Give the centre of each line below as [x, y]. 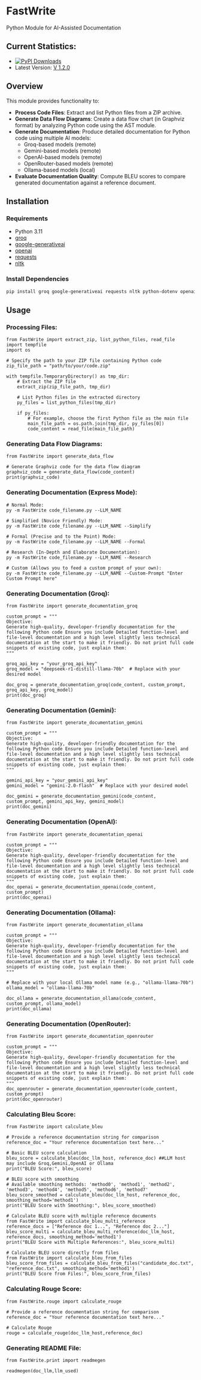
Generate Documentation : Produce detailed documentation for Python [102, 131]
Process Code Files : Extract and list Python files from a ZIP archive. [98, 112]
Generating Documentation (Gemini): [61, 710]
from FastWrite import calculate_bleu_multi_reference [76, 1222]
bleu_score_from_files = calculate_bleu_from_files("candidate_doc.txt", [100, 1264]
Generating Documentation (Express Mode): [72, 492]
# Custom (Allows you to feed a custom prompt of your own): [84, 568]
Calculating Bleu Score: [41, 1115]
